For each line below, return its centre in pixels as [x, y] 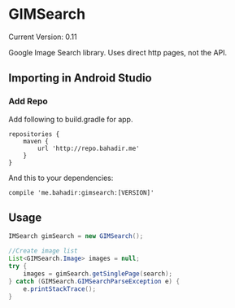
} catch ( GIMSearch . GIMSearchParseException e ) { [94, 281]
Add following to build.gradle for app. [71, 119]
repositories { [34, 134]
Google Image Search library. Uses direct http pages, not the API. [118, 52]
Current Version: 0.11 [43, 37]
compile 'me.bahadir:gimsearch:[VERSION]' [81, 192]
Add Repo [28, 101]
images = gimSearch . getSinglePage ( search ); [98, 274]
